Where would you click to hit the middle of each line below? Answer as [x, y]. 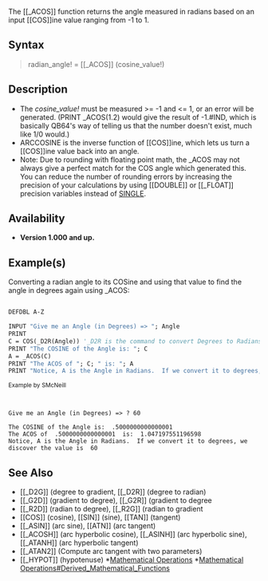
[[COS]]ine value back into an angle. [79, 151]
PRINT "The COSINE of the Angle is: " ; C [78, 349]
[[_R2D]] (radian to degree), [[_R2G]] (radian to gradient [111, 509]
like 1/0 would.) [45, 134]
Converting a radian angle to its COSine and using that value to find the [125, 282]
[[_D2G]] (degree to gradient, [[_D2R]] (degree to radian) [113, 492]
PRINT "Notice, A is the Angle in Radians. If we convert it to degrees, [135, 371]
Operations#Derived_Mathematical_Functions [95, 568]
